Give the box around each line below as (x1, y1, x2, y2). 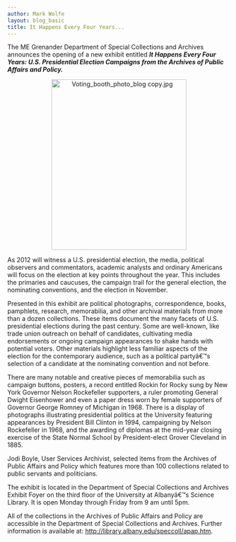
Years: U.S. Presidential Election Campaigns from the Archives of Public (7, 58, 224, 66)
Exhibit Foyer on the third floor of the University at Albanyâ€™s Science (7, 490, 214, 499)
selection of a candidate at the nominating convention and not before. (7, 360, 211, 368)
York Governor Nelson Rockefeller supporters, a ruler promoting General (7, 388, 218, 396)
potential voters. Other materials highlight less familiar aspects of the (7, 344, 208, 353)
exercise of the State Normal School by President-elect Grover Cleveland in (7, 433, 227, 442)
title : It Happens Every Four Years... (7, 23, 125, 30)
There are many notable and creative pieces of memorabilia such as (7, 373, 206, 382)
